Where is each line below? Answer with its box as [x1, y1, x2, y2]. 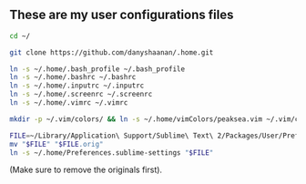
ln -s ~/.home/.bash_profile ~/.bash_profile [9, 64, 185, 74]
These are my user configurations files [9, 7, 234, 23]
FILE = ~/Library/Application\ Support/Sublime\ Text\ [9, 131, 214, 140]
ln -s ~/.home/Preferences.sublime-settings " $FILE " [9, 148, 214, 158]
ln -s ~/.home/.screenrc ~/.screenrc [9, 90, 153, 99]
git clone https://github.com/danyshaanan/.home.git [9, 47, 214, 57]
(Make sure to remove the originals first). [9, 164, 162, 176]
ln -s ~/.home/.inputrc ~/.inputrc [9, 81, 145, 90]
